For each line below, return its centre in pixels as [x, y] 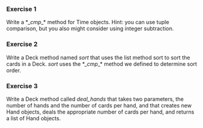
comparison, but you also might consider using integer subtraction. [90, 28]
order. [14, 70]
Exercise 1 [22, 9]
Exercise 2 [22, 44]
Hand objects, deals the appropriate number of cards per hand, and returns [100, 112]
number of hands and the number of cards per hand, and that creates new [99, 105]
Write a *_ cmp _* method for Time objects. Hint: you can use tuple [88, 22]
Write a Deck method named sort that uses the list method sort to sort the [98, 57]
